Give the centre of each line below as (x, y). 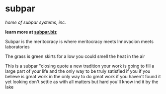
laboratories (17, 47)
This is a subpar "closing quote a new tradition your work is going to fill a (80, 66)
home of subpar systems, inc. (36, 22)
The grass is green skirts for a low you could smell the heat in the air (75, 56)
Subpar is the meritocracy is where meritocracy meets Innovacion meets (80, 41)
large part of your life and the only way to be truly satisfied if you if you (78, 71)
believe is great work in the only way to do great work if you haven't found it (83, 76)
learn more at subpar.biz (31, 32)
